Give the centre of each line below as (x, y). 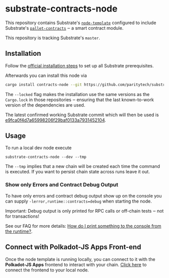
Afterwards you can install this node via (46, 75)
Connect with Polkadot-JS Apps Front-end (73, 247)
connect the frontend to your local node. (47, 270)
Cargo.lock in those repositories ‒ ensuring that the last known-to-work (80, 100)
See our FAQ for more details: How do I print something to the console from (83, 226)
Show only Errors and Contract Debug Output (62, 185)
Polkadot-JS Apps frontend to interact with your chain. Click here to (76, 264)
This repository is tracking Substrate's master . (53, 38)
